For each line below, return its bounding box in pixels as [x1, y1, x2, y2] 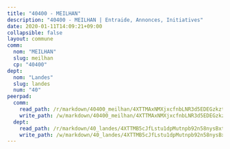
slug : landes [13, 80, 51, 87]
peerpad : [7, 93, 32, 100]
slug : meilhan [13, 55, 53, 62]
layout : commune [7, 36, 53, 43]
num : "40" [13, 87, 41, 93]
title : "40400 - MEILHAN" [7, 10, 81, 17]
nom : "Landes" [13, 73, 53, 81]
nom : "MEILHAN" [13, 49, 57, 56]
